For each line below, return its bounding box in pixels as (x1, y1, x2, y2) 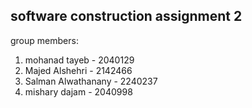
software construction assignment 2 (10, 8, 243, 25)
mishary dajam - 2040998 (24, 85, 133, 98)
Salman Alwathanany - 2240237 (24, 75, 158, 87)
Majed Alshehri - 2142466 (24, 64, 133, 76)
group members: (10, 34, 79, 46)
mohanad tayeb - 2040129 (24, 54, 135, 66)
